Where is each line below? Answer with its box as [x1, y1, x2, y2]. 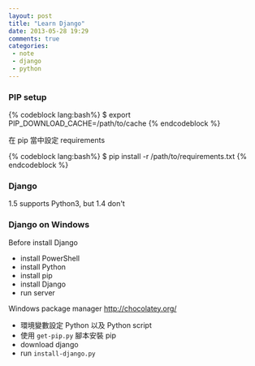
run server [19, 287, 55, 297]
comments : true [8, 34, 60, 43]
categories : [8, 42, 49, 50]
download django [19, 339, 79, 349]
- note [11, 50, 35, 58]
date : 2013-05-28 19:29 [8, 27, 89, 35]
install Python [19, 261, 67, 272]
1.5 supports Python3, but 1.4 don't [8, 199, 126, 209]
